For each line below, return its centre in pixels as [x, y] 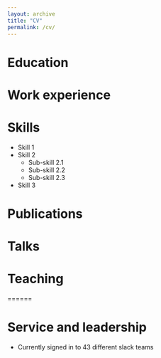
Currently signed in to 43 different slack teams [85, 347]
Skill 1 [26, 147]
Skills [24, 127]
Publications [45, 214]
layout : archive [31, 14]
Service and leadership [77, 327]
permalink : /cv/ [31, 27]
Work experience [59, 95]
